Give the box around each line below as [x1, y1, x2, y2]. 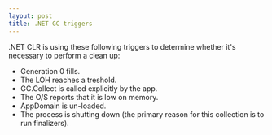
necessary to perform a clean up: [8, 50, 121, 60]
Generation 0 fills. [20, 66, 81, 76]
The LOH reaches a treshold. [20, 75, 117, 85]
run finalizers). [20, 118, 69, 128]
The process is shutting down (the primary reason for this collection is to [20, 109, 265, 119]
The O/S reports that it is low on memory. [20, 92, 159, 102]
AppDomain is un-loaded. [20, 101, 107, 111]
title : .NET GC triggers [8, 20, 93, 28]
